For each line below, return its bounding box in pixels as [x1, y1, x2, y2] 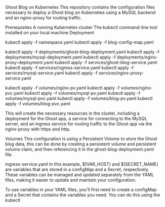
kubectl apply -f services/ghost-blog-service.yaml [54, 60, 158, 65]
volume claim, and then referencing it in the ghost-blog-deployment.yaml [5, 146, 154, 152]
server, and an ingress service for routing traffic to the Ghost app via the [5, 121, 152, 127]
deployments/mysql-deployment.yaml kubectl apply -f [5, 54, 116, 60]
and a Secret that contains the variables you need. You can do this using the [5, 192, 161, 198]
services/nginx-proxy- [98, 70, 144, 76]
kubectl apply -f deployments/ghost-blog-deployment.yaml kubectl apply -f [5, 49, 160, 55]
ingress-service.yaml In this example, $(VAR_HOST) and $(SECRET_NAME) [5, 161, 159, 167]
